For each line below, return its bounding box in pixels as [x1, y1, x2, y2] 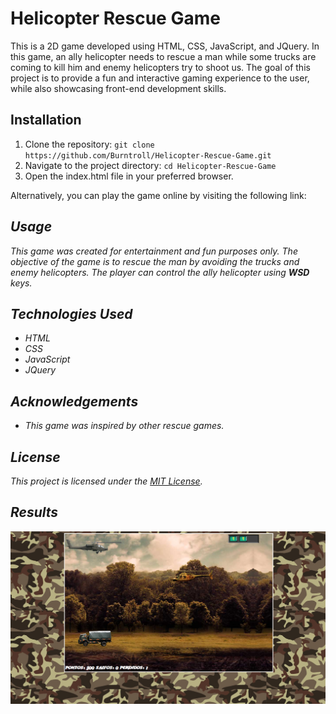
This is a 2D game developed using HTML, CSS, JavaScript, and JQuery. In [10, 40, 320, 52]
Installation [10, 112, 82, 129]
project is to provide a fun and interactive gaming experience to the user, [10, 72, 310, 84]
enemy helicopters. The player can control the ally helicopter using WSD [10, 266, 310, 278]
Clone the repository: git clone [24, 138, 155, 150]
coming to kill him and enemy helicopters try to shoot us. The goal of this [10, 61, 311, 73]
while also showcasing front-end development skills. [10, 82, 227, 94]
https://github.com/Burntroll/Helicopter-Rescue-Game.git [24, 150, 272, 161]
